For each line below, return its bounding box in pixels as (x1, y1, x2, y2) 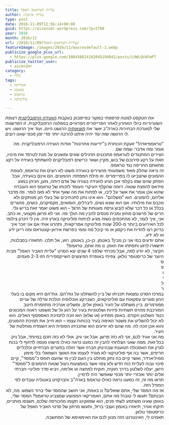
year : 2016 (5, 31, 28, 36)
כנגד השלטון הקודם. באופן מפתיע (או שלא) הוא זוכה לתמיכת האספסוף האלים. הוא (9, 312, 164, 318)
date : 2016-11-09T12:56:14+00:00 (5, 21, 75, 27)
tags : (5, 78, 17, 83)
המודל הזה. (142, 382, 164, 388)
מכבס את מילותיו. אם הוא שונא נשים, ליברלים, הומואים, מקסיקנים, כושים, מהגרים (10, 200, 164, 206)
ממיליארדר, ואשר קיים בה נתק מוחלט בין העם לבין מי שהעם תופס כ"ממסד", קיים (11, 355, 164, 361)
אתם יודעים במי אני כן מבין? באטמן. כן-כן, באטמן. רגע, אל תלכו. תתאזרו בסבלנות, (10, 237, 164, 243)
